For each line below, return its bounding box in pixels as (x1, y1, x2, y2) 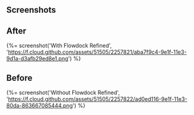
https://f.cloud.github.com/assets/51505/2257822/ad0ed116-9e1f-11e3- (8, 95, 188, 103)
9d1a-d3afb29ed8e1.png (6, 55, 69, 62)
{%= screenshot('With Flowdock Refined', (6, 42, 112, 50)
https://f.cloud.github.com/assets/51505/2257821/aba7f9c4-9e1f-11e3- (8, 48, 187, 56)
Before (6, 73, 32, 83)
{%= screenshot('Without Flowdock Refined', (6, 89, 121, 97)
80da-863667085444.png (6, 102, 73, 109)
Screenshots (6, 5, 56, 15)
